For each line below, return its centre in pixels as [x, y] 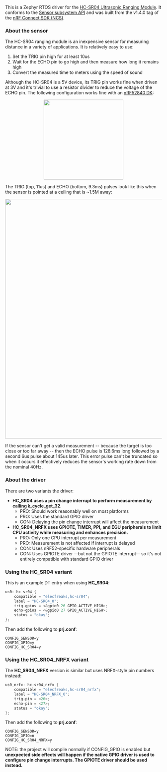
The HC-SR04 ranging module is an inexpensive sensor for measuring [77, 41]
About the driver [25, 480]
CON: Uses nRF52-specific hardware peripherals [70, 548]
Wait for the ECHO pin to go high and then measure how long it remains [85, 62]
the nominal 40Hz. [24, 467]
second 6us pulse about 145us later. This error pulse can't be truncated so [82, 456]
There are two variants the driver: [39, 491]
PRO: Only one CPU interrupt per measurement [68, 538]
